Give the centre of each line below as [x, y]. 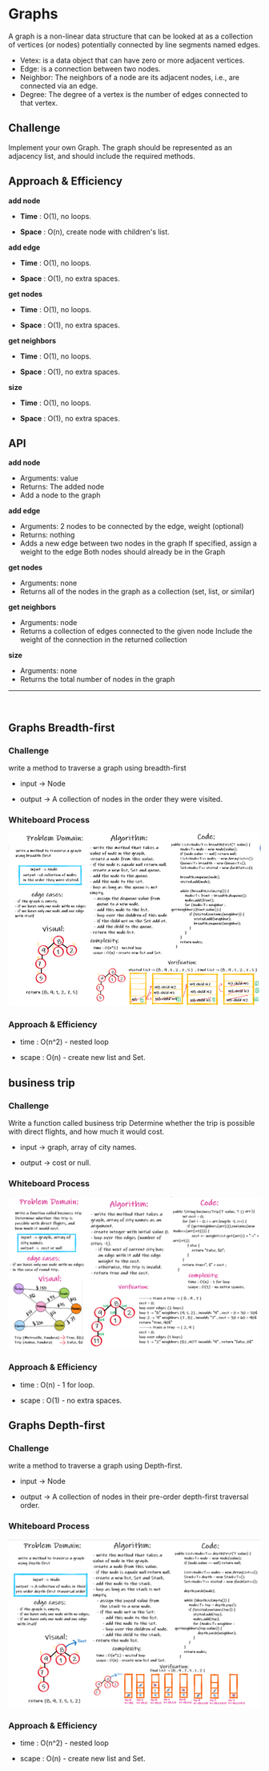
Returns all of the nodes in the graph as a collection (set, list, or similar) [137, 591]
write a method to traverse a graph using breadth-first [97, 768]
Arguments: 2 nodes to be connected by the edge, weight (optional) [132, 526]
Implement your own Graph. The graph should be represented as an [120, 147]
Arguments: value [49, 478]
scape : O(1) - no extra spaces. [71, 1400]
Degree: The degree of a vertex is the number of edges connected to [134, 94]
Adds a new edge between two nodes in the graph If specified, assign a [139, 543]
